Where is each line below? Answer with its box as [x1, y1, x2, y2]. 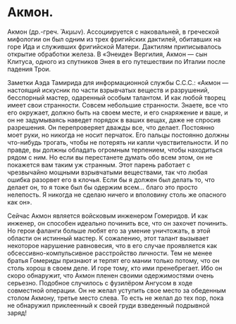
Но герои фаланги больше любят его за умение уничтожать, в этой [7, 226, 211, 235]
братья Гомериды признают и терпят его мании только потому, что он [7, 256, 220, 264]
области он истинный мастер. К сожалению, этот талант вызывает [7, 233, 209, 242]
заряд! [7, 309, 27, 317]
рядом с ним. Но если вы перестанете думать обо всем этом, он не [7, 153, 213, 162]
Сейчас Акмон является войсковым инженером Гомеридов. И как [7, 212, 209, 220]
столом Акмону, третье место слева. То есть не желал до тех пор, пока [7, 293, 224, 302]
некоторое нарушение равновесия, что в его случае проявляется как [7, 241, 218, 250]
